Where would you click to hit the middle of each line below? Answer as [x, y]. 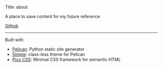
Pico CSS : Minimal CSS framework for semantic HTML [66, 59]
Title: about [16, 7]
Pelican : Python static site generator [48, 49]
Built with [14, 40]
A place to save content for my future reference [53, 16]
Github [12, 26]
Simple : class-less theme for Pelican [49, 54]
